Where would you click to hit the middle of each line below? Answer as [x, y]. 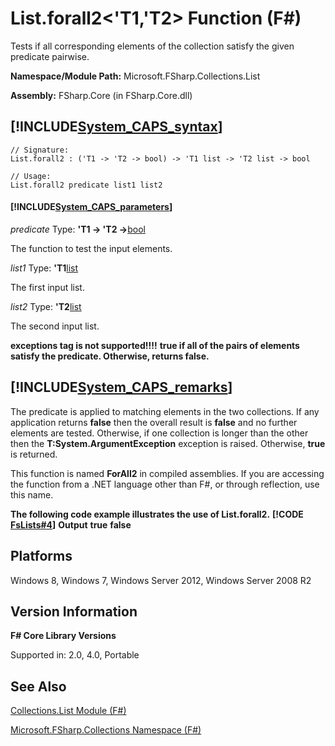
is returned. [34, 454]
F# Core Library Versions [63, 636]
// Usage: [31, 176]
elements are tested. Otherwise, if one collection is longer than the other [159, 433]
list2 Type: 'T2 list [46, 306]
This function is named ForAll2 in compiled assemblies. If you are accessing [167, 473]
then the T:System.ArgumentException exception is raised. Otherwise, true [168, 443]
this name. [32, 494]
